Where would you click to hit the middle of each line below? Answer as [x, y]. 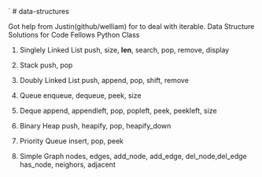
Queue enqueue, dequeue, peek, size [80, 96]
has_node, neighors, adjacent [67, 164]
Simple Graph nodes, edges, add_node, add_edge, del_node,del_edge [133, 156]
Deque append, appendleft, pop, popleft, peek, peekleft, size [118, 110]
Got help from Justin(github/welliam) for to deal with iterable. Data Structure [131, 26]
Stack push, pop [46, 65]
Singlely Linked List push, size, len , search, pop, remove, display [124, 50]
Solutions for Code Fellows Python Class [74, 35]
